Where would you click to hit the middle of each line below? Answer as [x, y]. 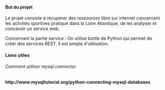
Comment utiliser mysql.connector [41, 66]
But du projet [19, 7]
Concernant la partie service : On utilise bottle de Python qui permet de [79, 38]
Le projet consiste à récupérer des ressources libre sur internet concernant [82, 18]
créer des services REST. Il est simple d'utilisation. [57, 44]
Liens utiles [17, 55]
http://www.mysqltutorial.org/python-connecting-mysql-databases [78, 82]
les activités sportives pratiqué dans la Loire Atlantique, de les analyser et [81, 23]
